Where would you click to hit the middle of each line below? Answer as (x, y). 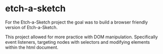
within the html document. (32, 47)
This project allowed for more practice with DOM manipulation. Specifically (81, 37)
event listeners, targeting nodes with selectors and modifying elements (78, 42)
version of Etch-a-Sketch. (31, 27)
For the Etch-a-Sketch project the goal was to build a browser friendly (77, 22)
